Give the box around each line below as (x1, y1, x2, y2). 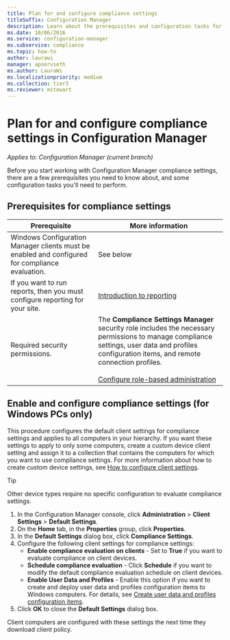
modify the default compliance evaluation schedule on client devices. (27, 568, 223, 576)
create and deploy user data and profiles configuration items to (27, 583, 205, 591)
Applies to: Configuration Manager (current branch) (7, 153, 153, 162)
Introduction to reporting (98, 290, 177, 300)
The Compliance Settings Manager (98, 314, 214, 324)
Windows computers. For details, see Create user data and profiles (27, 590, 216, 598)
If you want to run (10, 278, 67, 287)
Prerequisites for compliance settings (7, 201, 171, 212)
